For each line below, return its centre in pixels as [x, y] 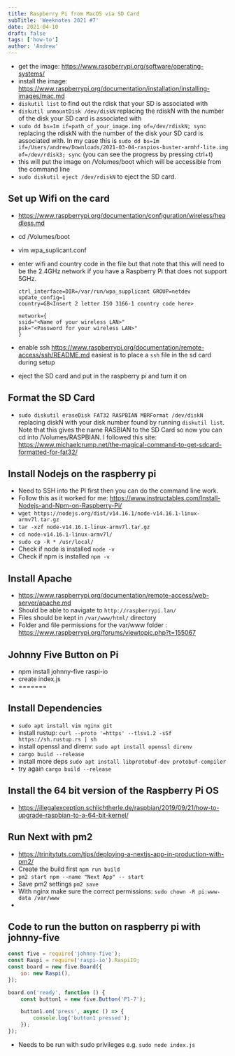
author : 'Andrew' [33, 46]
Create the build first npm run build [69, 869]
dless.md [31, 223]
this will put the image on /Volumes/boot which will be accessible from [120, 162]
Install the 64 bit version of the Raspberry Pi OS [113, 791]
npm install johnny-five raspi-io [63, 672]
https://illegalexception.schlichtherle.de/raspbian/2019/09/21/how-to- [119, 807]
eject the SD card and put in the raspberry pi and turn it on [102, 376]
